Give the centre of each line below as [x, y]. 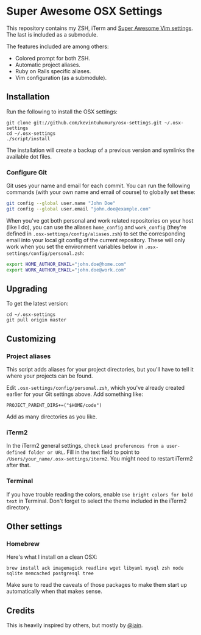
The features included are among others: [58, 46]
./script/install [28, 138]
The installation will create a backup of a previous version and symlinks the [100, 150]
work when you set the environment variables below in [75, 246]
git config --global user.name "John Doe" [61, 203]
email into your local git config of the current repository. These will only [96, 240]
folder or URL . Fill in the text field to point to [84, 452]
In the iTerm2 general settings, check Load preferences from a [85, 446]
